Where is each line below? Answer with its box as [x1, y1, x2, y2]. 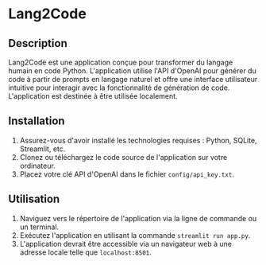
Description [8, 37, 67, 50]
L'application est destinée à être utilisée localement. [8, 92, 178, 100]
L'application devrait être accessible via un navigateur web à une [19, 239, 233, 248]
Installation [8, 115, 65, 128]
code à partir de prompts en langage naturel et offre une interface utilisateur [8, 75, 258, 84]
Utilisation [8, 193, 60, 206]
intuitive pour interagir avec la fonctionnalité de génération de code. [8, 83, 230, 92]
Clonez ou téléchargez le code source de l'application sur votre [19, 152, 228, 162]
